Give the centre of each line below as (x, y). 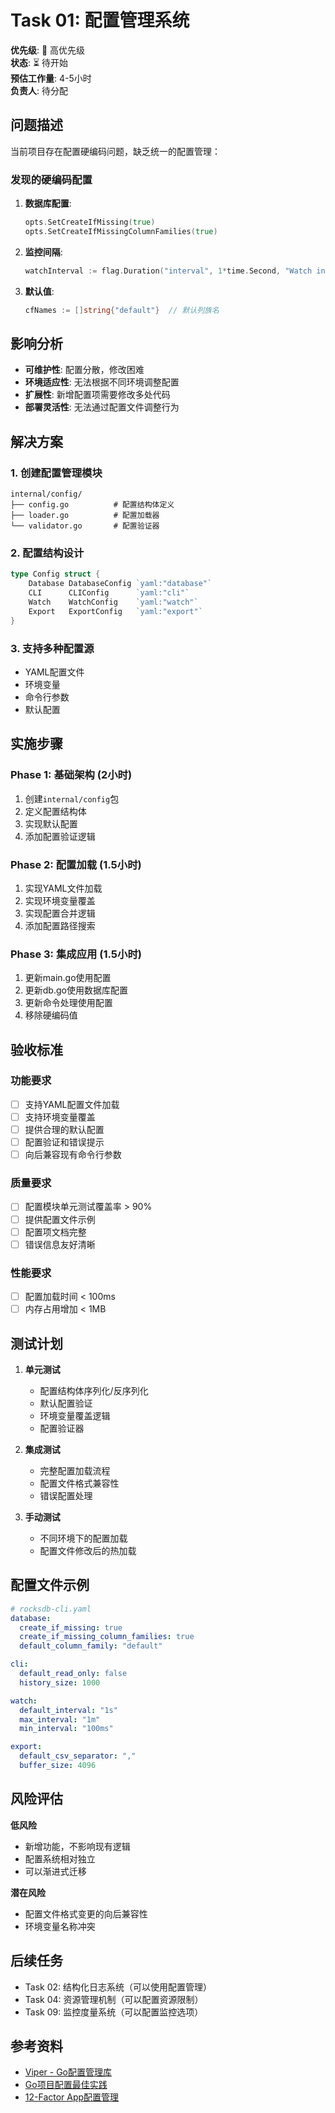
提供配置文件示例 (60, 1219)
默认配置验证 (66, 1403)
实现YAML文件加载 (63, 888)
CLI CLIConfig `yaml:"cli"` (109, 593)
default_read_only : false (73, 1674)
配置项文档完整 (55, 1232)
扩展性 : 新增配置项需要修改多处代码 (97, 395)
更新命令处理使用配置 (68, 1003)
